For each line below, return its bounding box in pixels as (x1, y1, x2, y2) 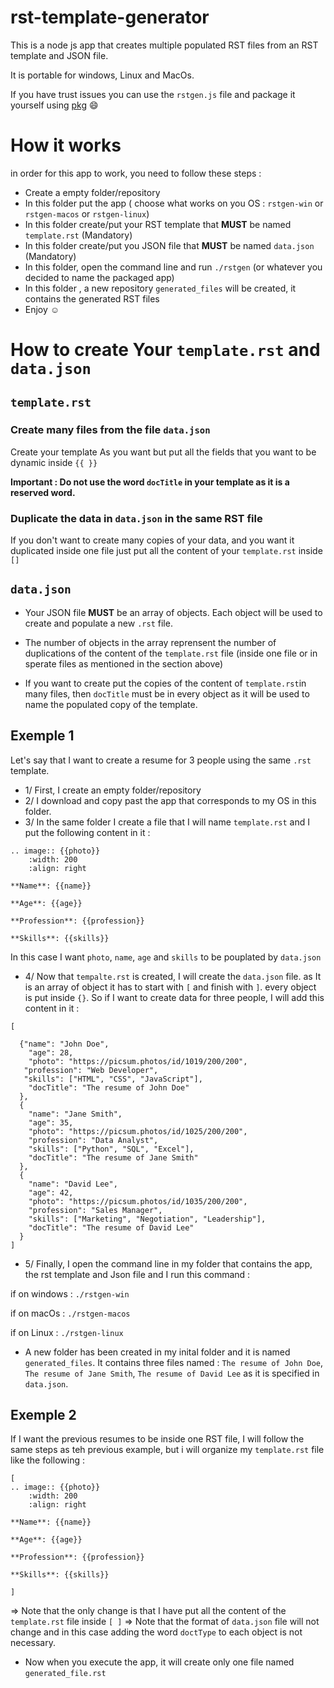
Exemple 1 (10, 727, 75, 745)
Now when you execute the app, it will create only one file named (24, 1656, 295, 1668)
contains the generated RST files (24, 292, 160, 305)
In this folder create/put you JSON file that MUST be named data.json (24, 239, 315, 251)
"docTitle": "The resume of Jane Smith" (28, 1152, 199, 1163)
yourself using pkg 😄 (10, 99, 99, 111)
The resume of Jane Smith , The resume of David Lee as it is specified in (24, 1367, 320, 1379)
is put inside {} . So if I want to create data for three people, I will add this (24, 991, 325, 1003)
